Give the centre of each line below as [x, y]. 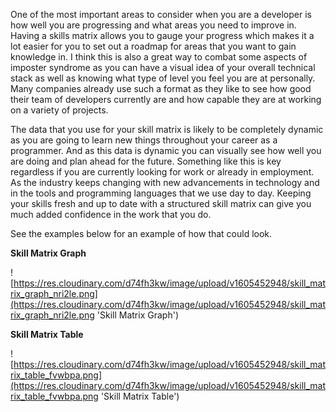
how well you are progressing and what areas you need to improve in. [153, 25]
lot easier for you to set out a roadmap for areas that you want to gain [153, 46]
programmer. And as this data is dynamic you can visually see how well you [166, 150]
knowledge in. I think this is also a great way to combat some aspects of [159, 57]
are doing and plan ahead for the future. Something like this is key [146, 161]
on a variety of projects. [59, 110]
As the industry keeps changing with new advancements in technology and [165, 182]
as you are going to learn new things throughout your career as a [144, 140]
